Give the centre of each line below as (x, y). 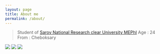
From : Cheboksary (37, 37)
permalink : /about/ (25, 18)
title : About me (22, 14)
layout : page (18, 9)
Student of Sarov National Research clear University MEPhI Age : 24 (86, 33)
